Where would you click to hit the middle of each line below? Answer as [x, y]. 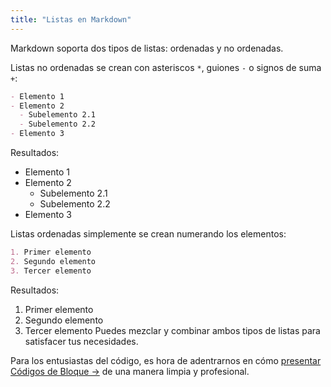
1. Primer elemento [51, 252]
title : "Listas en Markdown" [71, 19]
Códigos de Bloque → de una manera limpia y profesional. [130, 371]
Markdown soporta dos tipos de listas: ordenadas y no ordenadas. [147, 48]
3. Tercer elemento [51, 271]
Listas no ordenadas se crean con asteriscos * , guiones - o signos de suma [166, 67]
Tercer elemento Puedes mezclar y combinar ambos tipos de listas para [172, 330]
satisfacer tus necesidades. [81, 341]
